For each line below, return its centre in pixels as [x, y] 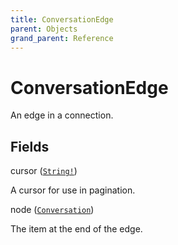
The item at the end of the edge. [76, 229]
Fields [30, 146]
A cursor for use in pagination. [73, 190]
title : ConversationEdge [62, 19]
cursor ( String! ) [44, 171]
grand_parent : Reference [62, 38]
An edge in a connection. [62, 115]
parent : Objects [44, 29]
